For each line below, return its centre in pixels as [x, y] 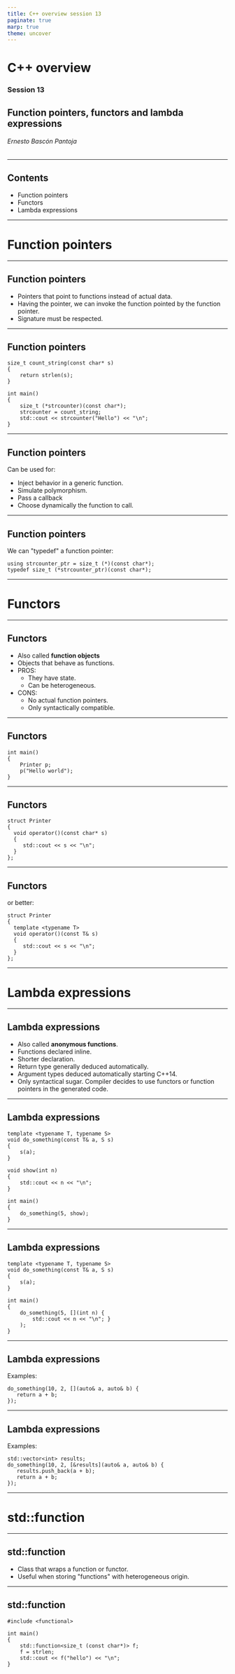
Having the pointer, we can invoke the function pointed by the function [119, 304]
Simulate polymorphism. [52, 491]
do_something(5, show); [55, 1213]
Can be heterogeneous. [62, 685]
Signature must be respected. [60, 318]
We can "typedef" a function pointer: [60, 550]
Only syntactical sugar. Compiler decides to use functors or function [116, 1081]
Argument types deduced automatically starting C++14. [97, 1074]
